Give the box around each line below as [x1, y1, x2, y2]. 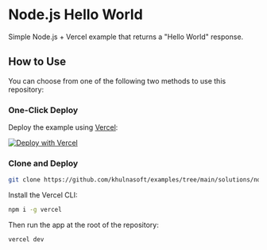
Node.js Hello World [8, 6, 143, 24]
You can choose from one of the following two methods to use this [8, 76, 226, 85]
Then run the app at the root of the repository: [8, 221, 159, 230]
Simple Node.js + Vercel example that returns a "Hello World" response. [8, 32, 244, 41]
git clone [8, 176, 41, 184]
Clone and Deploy [8, 158, 79, 169]
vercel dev [8, 236, 44, 244]
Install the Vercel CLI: [8, 190, 78, 200]
